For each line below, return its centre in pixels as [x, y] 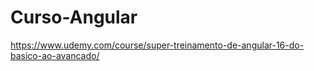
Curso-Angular [74, 17]
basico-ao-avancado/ [55, 55]
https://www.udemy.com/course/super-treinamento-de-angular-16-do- [157, 45]
